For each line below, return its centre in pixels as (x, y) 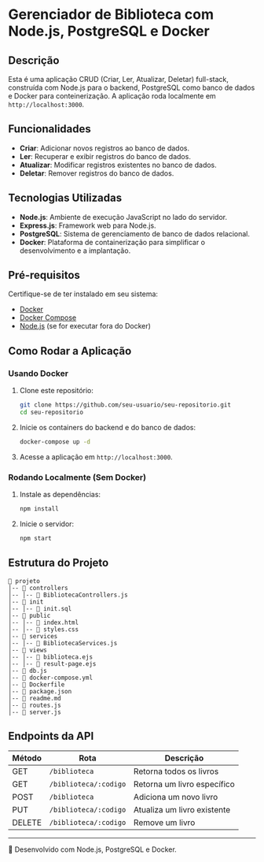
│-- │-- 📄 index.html (44, 622)
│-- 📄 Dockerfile (37, 684)
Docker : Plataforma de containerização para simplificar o (112, 242)
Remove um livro (164, 823)
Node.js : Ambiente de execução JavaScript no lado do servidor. (123, 217)
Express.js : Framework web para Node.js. (88, 225)
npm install (39, 509)
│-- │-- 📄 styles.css (44, 629)
